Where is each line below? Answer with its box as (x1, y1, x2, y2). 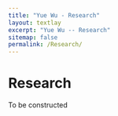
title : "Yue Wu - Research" (8, 11, 101, 20)
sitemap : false (8, 33, 58, 42)
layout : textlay (8, 19, 61, 27)
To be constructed (8, 100, 68, 110)
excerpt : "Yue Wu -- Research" (8, 26, 111, 34)
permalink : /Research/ (8, 41, 83, 49)
